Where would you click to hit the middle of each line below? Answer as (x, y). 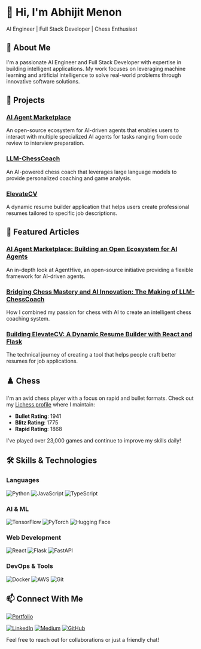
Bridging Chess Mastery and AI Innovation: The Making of (92, 292)
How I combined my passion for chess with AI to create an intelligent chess (99, 312)
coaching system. (28, 319)
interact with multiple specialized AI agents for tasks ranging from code (94, 137)
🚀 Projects (26, 101)
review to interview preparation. (45, 143)
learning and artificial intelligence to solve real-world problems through (94, 75)
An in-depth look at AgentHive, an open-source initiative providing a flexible (100, 270)
